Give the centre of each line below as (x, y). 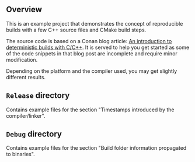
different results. (26, 77)
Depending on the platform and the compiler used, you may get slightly (92, 71)
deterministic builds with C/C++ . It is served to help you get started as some (98, 47)
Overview (24, 10)
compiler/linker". (26, 115)
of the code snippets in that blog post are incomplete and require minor (92, 53)
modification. (22, 59)
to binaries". (20, 154)
